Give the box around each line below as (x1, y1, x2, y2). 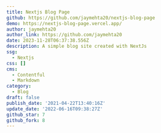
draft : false (6, 94, 40, 101)
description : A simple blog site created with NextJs (6, 44, 147, 50)
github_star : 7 (6, 112, 45, 118)
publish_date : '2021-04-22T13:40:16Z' (6, 100, 106, 106)
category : (6, 83, 32, 89)
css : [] (6, 60, 26, 66)
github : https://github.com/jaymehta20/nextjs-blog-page (6, 15, 155, 21)
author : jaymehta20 (6, 26, 57, 32)
